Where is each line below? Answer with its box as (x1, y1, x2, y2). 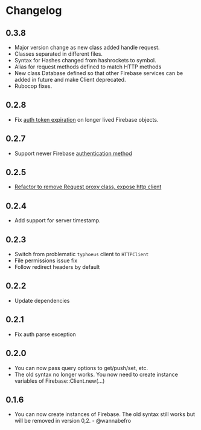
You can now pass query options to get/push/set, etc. (14, 364, 148, 371)
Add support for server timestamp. (14, 217, 101, 224)
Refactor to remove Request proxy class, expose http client (14, 183, 162, 191)
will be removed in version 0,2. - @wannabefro (14, 417, 131, 425)
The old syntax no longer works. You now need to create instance (14, 371, 179, 378)
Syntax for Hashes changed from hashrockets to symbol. (14, 57, 156, 64)
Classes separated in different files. (14, 50, 103, 58)
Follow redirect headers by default (14, 263, 100, 271)
